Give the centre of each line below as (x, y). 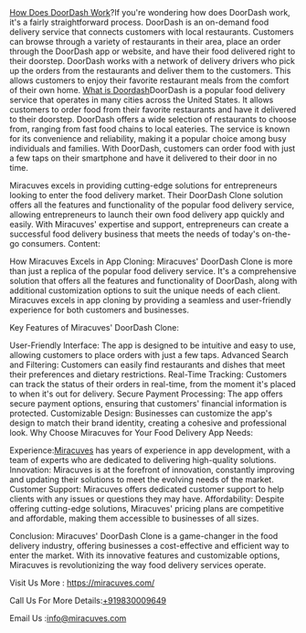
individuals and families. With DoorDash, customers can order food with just (153, 148)
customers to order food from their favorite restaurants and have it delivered (153, 110)
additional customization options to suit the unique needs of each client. (145, 290)
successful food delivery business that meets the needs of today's (135, 234)
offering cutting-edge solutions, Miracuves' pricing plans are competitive (147, 508)
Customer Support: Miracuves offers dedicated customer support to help (147, 489)
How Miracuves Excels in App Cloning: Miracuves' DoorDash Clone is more (151, 261)
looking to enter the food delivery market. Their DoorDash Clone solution (146, 195)
